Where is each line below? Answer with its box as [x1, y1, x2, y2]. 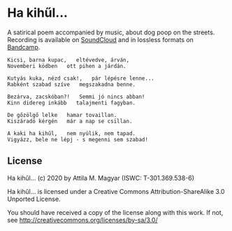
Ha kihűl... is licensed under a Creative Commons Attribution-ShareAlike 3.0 [7, 187, 225, 195]
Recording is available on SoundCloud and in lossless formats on [7, 35, 194, 43]
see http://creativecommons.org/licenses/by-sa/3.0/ [7, 216, 159, 224]
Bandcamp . [7, 43, 41, 51]
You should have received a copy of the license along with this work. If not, [7, 208, 224, 216]
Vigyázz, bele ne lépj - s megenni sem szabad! [7, 136, 149, 143]
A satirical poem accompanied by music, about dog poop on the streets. [7, 28, 215, 36]
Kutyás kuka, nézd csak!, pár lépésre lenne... [7, 75, 155, 82]
